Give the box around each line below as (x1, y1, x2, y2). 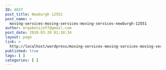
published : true (5, 48, 39, 53)
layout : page (5, 35, 32, 40)
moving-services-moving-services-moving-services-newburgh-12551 (9, 21, 147, 26)
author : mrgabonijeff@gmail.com (5, 26, 72, 31)
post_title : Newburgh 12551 (5, 12, 63, 17)
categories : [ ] (5, 58, 39, 63)
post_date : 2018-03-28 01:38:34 (5, 30, 72, 35)
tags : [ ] (5, 53, 26, 58)
